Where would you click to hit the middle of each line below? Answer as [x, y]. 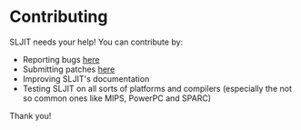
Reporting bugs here [61, 59]
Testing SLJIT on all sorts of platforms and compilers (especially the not [157, 88]
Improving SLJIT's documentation [86, 78]
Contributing [59, 17]
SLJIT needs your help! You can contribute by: [96, 42]
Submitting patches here [69, 69]
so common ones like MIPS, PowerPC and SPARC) [117, 98]
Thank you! [30, 115]
